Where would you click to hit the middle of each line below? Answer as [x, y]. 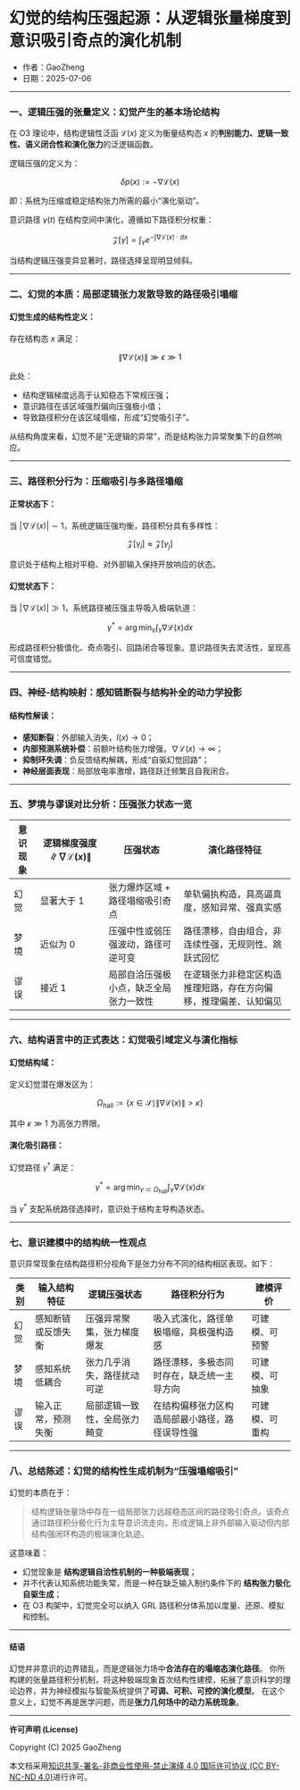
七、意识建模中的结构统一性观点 [78, 1242]
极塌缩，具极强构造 [193, 1332]
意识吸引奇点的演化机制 [96, 41]
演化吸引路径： [37, 1146]
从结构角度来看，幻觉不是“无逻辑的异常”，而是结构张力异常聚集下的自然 [142, 436]
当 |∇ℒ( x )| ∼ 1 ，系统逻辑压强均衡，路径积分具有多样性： [115, 525]
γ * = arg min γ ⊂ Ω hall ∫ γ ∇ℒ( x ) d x [150, 1188]
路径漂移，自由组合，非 [233, 930]
